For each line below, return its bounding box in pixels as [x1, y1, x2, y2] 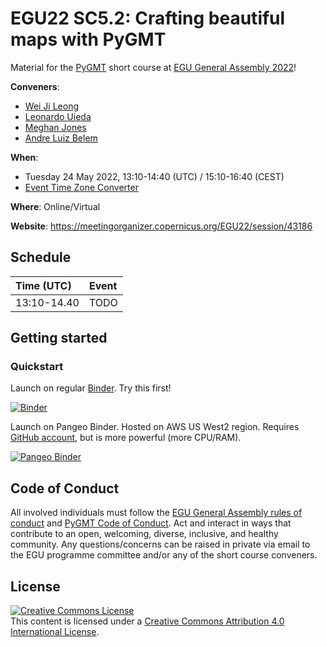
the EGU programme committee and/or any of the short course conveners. [10, 549, 318, 561]
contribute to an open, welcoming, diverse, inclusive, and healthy [10, 528, 279, 540]
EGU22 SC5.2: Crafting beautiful [10, 7, 286, 30]
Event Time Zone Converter [24, 181, 139, 193]
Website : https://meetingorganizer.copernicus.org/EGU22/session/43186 [10, 220, 313, 232]
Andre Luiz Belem [24, 132, 98, 144]
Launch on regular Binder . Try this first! [10, 382, 172, 394]
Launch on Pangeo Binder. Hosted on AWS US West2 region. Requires [10, 421, 300, 433]
